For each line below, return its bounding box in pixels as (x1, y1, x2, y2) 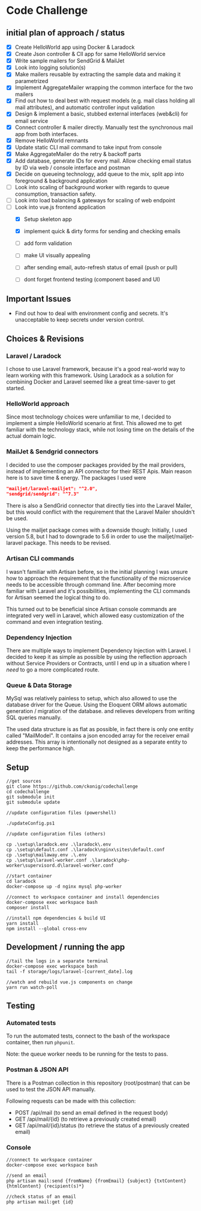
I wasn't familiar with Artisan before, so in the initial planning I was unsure (6, 568, 188, 575)
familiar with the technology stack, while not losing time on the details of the (6, 426, 195, 434)
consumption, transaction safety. (14, 190, 97, 198)
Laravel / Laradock (6, 352, 62, 360)
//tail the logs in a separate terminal (6, 958, 109, 964)
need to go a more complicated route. (6, 666, 100, 673)
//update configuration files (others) (6, 830, 106, 837)
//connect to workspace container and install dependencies (6, 894, 160, 900)
